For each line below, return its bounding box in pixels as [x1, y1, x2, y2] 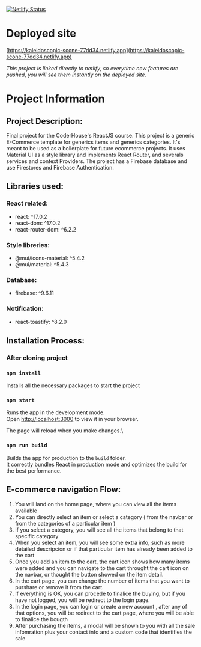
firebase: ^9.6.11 [14, 289, 54, 297]
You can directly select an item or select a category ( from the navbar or [14, 513, 193, 520]
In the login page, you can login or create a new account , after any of [14, 603, 188, 610]
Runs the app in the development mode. [6, 409, 105, 416]
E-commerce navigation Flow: [6, 485, 121, 495]
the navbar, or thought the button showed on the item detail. [14, 571, 164, 578]
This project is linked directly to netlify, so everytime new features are [6, 64, 179, 72]
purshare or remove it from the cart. [14, 583, 104, 590]
